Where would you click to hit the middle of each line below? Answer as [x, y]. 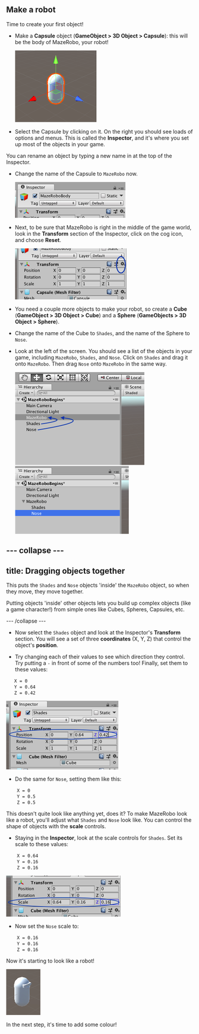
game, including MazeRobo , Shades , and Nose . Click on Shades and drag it [101, 357]
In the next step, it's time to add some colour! [61, 1024]
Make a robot [31, 10]
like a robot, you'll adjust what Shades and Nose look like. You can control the [99, 820]
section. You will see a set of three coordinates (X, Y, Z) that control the [103, 639]
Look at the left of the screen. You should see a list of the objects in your [104, 351]
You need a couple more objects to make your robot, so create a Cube [101, 309]
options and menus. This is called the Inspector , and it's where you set [102, 138]
